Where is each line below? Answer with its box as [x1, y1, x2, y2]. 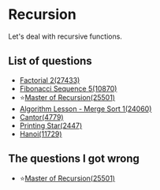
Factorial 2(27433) [19, 75, 80, 84]
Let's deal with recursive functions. [8, 32, 122, 41]
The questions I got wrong [8, 152, 140, 166]
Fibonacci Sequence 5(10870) [19, 84, 117, 93]
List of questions [8, 54, 92, 68]
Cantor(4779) [19, 112, 65, 121]
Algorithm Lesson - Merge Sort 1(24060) [19, 104, 152, 114]
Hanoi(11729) [19, 129, 62, 139]
